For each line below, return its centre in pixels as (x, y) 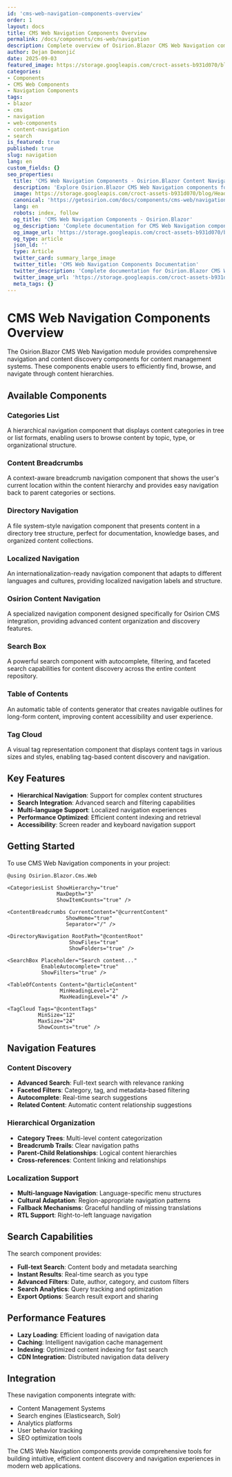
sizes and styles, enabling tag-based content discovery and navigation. (109, 757)
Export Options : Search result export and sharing (88, 1296)
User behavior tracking (50, 1431)
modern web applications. (44, 1466)
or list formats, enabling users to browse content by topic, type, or (101, 438)
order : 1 (20, 20)
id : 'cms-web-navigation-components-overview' (75, 13)
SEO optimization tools (49, 1438)
